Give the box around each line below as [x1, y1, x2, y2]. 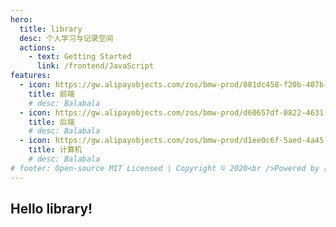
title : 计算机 [28, 145, 83, 155]
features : [10, 71, 52, 81]
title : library [19, 24, 83, 34]
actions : [19, 42, 56, 53]
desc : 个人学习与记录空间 [19, 33, 114, 43]
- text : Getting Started [28, 52, 132, 62]
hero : [10, 14, 33, 25]
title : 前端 [28, 89, 75, 99]
